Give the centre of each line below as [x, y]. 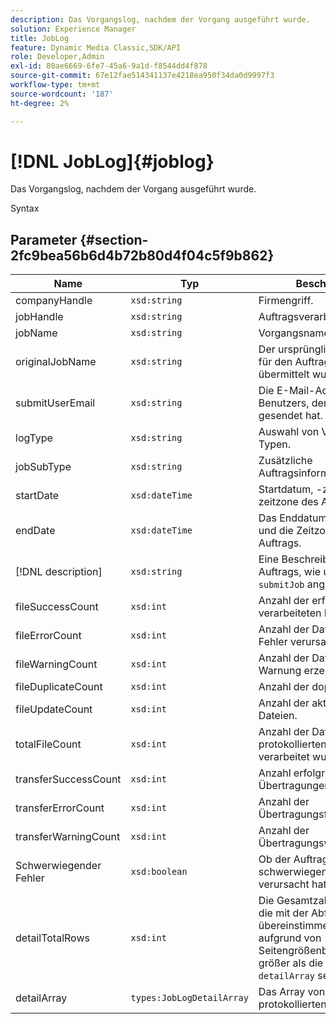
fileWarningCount [56, 664]
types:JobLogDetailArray [189, 998]
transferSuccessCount [68, 779]
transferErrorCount [60, 808]
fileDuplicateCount [59, 687]
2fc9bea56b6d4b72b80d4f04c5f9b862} [142, 255]
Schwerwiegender [58, 866]
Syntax [25, 208]
